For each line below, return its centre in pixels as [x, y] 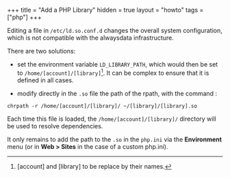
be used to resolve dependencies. [55, 126]
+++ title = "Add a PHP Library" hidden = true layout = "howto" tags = [105, 10]
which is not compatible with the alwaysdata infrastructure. [91, 38]
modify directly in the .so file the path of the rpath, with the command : [117, 93]
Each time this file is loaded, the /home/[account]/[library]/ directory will [112, 119]
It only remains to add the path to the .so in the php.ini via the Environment [115, 139]
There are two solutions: [41, 51]
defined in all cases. [45, 80]
